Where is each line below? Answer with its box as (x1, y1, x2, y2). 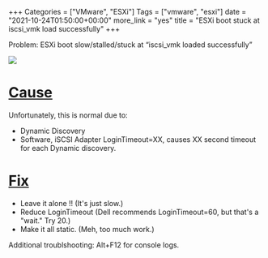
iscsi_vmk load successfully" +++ (8, 24, 120, 33)
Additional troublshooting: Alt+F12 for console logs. (8, 239, 180, 250)
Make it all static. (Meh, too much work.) (19, 224, 155, 234)
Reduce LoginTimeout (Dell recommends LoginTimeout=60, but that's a (19, 207, 259, 217)
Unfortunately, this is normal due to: (8, 110, 128, 120)
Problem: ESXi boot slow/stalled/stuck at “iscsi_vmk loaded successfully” (8, 40, 253, 49)
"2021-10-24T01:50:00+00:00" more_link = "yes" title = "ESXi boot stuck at (8, 15, 261, 25)
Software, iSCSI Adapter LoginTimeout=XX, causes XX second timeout (19, 134, 257, 144)
